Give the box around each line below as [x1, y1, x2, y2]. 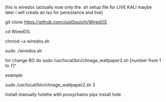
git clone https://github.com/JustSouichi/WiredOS [5, 19, 107, 25]
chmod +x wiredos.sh [5, 38, 50, 44]
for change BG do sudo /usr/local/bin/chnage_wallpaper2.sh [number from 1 [5, 57, 162, 63]
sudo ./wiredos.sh [5, 48, 42, 53]
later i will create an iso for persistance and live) [5, 9, 103, 15]
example [5, 72, 23, 78]
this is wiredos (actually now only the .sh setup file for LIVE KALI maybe [5, 4, 152, 10]
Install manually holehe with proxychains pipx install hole [5, 92, 121, 97]
